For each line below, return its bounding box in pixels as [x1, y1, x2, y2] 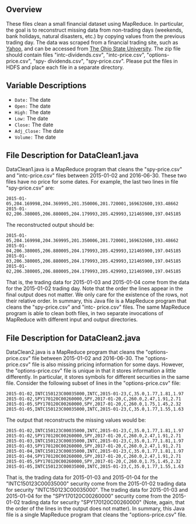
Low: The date [14, 115, 48, 122]
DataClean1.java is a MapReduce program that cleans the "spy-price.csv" [6, 166, 183, 173]
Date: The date [14, 96, 51, 103]
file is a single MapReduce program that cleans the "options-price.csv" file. [6, 511, 187, 518]
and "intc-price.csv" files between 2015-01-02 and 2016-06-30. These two [6, 172, 187, 179]
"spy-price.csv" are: [6, 184, 55, 192]
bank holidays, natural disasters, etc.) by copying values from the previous [6, 32, 185, 40]
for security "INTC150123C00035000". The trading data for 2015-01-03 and [6, 487, 188, 494]
